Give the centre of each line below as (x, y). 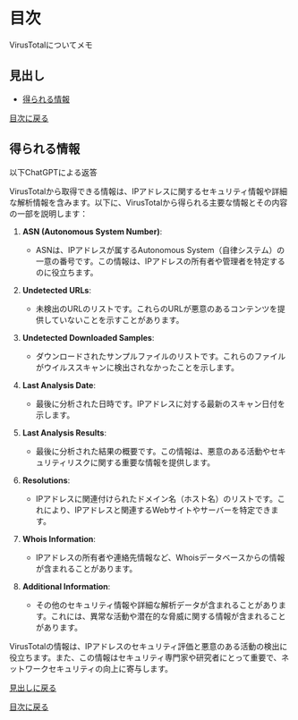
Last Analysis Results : (64, 432)
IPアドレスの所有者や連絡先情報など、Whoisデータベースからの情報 (160, 557)
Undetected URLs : (57, 290)
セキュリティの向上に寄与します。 (110, 668)
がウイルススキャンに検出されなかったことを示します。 (137, 367)
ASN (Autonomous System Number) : (92, 231)
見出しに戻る (33, 687)
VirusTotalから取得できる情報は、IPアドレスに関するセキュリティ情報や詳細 (149, 191)
